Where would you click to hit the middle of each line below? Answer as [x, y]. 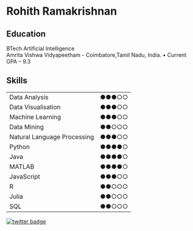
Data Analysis [29, 97]
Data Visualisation [35, 107]
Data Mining [27, 127]
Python [20, 147]
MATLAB [22, 166]
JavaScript [25, 177]
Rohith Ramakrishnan [62, 11]
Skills [17, 81]
